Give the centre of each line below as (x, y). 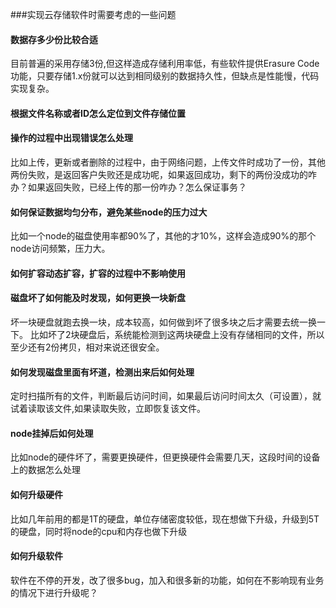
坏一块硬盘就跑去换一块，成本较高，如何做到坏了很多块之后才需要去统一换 (163, 322)
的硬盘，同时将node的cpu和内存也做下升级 (99, 531)
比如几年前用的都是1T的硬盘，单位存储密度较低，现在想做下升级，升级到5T (165, 519)
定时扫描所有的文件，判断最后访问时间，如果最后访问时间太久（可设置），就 (166, 396)
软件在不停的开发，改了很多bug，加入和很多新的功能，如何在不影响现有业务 (167, 580)
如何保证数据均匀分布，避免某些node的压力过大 (109, 212)
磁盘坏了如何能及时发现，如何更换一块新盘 (98, 298)
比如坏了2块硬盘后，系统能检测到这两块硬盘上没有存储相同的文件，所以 (177, 334)
